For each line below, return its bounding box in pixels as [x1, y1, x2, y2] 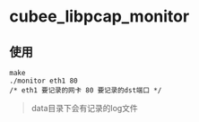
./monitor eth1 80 [9, 76, 78, 85]
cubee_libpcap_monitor [9, 6, 190, 27]
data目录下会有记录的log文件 [30, 103, 139, 113]
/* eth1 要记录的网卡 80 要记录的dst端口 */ [9, 86, 162, 95]
